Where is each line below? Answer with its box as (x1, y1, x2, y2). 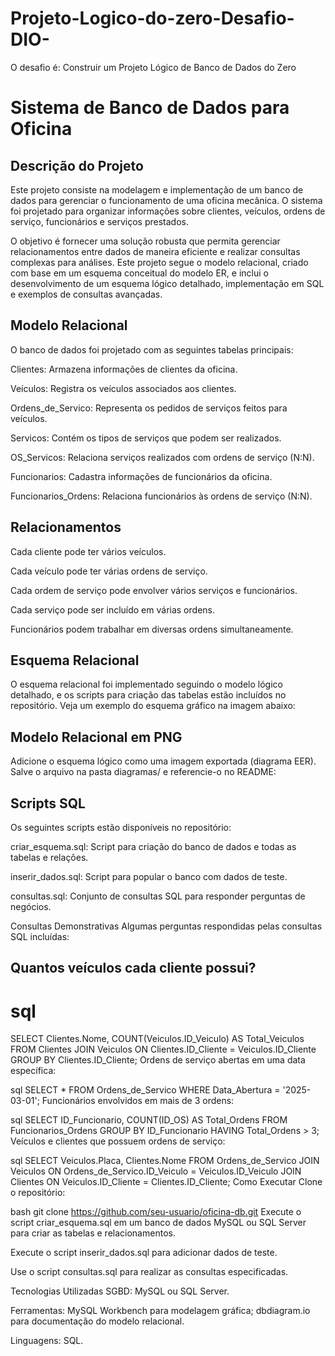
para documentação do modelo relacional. (10, 1315, 185, 1327)
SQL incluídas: (10, 931, 70, 942)
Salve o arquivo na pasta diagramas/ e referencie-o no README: (10, 766, 277, 778)
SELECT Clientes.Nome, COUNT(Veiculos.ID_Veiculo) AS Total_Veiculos (10, 1033, 305, 1045)
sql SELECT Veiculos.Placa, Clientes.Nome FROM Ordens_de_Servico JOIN (10, 1155, 320, 1167)
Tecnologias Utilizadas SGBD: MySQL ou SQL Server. (10, 1285, 230, 1297)
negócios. (10, 901, 52, 912)
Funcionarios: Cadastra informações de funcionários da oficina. (10, 470, 273, 482)
